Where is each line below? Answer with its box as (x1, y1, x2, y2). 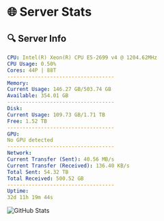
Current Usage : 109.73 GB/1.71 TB (7, 111, 106, 118)
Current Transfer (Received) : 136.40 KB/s (7, 162, 130, 169)
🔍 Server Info (7, 32, 67, 44)
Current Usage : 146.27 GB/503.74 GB (7, 86, 111, 93)
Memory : (7, 79, 29, 86)
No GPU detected (7, 137, 53, 144)
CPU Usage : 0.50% (7, 60, 57, 67)
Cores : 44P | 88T (7, 66, 57, 74)
